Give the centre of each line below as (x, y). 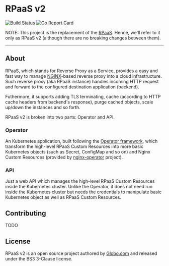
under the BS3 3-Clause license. (39, 258)
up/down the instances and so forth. (43, 107)
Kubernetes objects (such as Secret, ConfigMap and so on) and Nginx (78, 152)
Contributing (26, 213)
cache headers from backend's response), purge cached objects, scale (79, 102)
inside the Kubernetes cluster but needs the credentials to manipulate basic (83, 192)
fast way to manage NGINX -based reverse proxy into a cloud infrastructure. (83, 76)
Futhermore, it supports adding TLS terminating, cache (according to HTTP (83, 96)
